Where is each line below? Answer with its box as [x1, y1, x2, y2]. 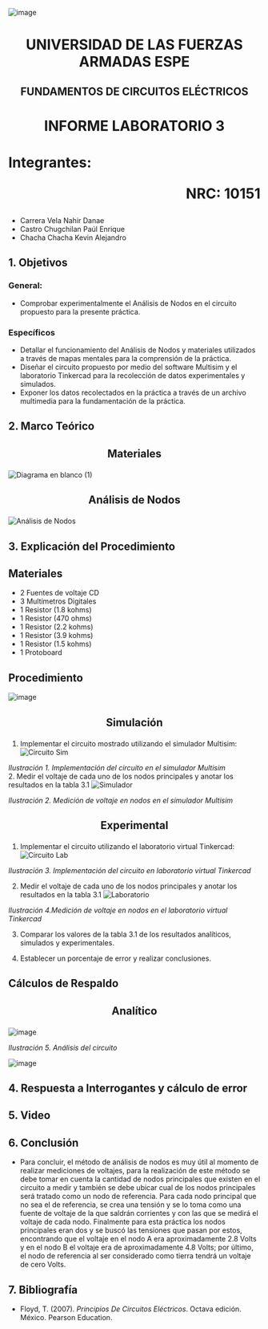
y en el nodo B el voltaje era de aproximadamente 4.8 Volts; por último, [19, 1242, 254, 1252]
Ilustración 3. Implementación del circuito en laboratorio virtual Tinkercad [8, 865, 251, 875]
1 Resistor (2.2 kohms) [19, 622, 94, 632]
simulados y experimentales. [19, 937, 114, 947]
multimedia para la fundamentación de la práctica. [19, 396, 186, 405]
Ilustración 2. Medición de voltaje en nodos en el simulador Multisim [8, 795, 234, 805]
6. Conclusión [8, 1136, 79, 1149]
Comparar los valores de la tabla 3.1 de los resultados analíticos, [19, 929, 232, 939]
